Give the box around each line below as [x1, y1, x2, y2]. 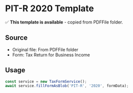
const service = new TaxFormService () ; [5, 79, 87, 84]
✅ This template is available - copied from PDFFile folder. [5, 19, 123, 25]
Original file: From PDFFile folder [12, 46, 79, 52]
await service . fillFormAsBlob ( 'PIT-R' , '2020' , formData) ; [5, 84, 129, 89]
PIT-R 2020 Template [5, 3, 94, 14]
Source [5, 34, 28, 42]
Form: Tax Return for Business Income [12, 52, 90, 58]
